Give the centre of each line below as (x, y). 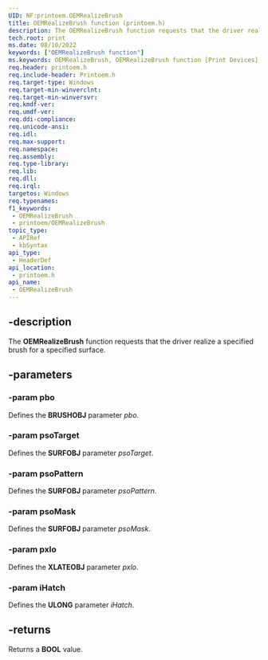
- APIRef (26, 238)
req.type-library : (39, 164)
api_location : (32, 268)
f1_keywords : (30, 208)
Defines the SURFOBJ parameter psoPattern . (83, 491)
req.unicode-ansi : (39, 127)
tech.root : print (37, 38)
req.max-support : (37, 141)
